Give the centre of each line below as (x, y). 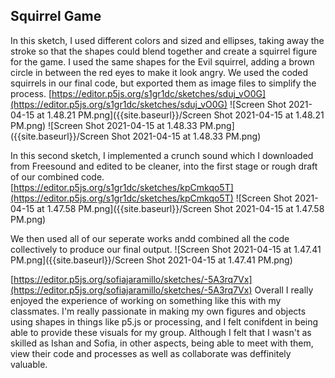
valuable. (29, 364)
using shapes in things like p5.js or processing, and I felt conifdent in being (164, 321)
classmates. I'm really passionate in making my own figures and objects (158, 311)
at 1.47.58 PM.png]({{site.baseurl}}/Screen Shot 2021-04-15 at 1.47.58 (180, 208)
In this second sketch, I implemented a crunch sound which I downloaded (162, 155)
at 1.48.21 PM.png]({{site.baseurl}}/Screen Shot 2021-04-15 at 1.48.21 (180, 115)
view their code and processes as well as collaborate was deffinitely (151, 353)
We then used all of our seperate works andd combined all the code (150, 238)
